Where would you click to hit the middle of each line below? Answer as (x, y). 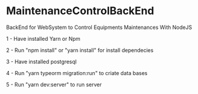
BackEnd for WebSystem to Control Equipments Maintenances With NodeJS (99, 27)
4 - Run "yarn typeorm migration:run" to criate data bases (77, 73)
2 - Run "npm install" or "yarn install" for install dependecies (80, 50)
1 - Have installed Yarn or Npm (43, 38)
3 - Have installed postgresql (41, 61)
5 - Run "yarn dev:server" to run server (54, 85)
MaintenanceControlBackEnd (80, 11)
